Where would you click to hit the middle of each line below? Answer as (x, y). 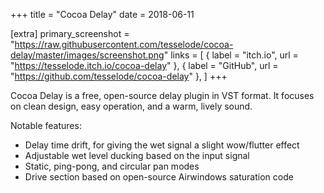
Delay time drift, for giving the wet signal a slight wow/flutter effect (162, 145)
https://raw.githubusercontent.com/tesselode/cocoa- (124, 44)
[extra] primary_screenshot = (70, 33)
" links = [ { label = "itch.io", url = (231, 55)
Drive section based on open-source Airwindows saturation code (159, 177)
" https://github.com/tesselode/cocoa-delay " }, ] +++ (119, 76)
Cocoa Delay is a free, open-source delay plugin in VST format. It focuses (162, 95)
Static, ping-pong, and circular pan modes (112, 166)
